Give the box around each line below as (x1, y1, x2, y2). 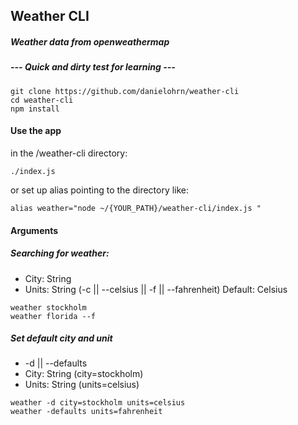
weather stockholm (10, 302, 87, 313)
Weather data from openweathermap (10, 35, 170, 48)
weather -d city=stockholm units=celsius (10, 398, 186, 408)
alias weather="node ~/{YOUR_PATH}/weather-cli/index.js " (10, 203, 262, 213)
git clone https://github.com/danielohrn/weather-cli (10, 86, 240, 96)
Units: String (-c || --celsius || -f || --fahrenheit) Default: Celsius (24, 283, 288, 295)
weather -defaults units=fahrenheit (10, 407, 163, 417)
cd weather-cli (10, 95, 74, 105)
